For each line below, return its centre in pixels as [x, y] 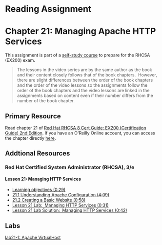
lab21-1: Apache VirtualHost [33, 238]
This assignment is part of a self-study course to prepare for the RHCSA [78, 55]
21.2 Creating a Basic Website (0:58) [49, 200]
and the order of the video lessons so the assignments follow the [82, 85]
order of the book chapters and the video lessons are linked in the [83, 91]
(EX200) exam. [20, 60]
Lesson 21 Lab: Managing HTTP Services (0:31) [60, 205]
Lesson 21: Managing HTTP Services [43, 179]
